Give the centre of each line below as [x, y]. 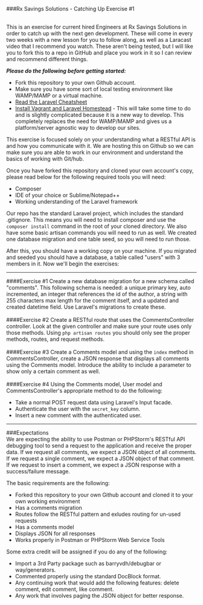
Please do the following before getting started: [66, 71]
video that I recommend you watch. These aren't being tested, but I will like [100, 46]
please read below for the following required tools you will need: [86, 177]
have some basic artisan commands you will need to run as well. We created [101, 232]
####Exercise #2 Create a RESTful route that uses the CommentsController [100, 320]
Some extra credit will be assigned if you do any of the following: [87, 552]
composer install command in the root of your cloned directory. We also [97, 226]
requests [26, 520]
